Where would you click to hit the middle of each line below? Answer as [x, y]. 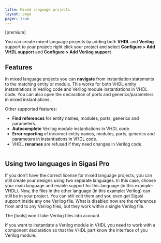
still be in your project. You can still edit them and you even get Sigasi [74, 196]
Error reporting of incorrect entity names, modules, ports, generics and [83, 134]
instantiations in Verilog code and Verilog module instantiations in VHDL [76, 89]
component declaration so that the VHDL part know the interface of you [76, 230]
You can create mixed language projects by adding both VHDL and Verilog [80, 42]
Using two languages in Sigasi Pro [57, 164]
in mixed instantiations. [28, 99]
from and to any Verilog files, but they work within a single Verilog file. [75, 206]
